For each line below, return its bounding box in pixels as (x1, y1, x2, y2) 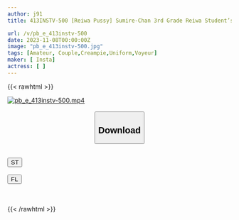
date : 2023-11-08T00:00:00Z (7, 36, 91, 43)
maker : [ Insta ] (7, 56, 55, 64)
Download (98, 125, 141, 136)
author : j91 (7, 10, 43, 18)
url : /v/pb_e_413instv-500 (7, 30, 87, 37)
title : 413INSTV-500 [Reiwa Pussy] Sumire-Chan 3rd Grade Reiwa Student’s (7, 17, 234, 24)
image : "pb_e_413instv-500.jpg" (7, 43, 103, 50)
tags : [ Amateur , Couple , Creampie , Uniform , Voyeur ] (7, 50, 158, 57)
